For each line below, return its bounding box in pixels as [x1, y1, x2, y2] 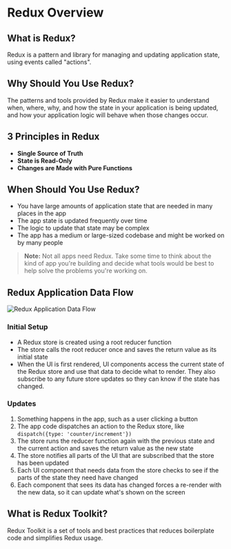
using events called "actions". [7, 58, 92, 66]
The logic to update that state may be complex [17, 224, 150, 232]
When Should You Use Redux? [7, 184, 140, 196]
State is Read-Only [17, 157, 72, 165]
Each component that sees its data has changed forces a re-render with [17, 481, 222, 489]
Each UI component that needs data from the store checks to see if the [17, 466, 219, 474]
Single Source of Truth [17, 149, 83, 157]
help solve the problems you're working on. [23, 267, 148, 275]
